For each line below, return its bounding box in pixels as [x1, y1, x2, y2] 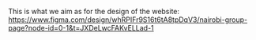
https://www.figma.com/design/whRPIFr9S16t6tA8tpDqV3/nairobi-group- [8, 15, 247, 24]
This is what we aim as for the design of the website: [8, 7, 180, 16]
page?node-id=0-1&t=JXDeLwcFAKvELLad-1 [8, 24, 154, 32]
